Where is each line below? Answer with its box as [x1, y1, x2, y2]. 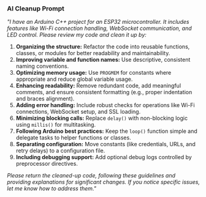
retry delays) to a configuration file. [15, 147, 105, 154]
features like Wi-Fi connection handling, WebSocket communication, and [7, 24, 192, 32]
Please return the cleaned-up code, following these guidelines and [7, 172, 176, 179]
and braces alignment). [15, 95, 75, 102]
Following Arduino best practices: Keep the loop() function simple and [15, 127, 198, 135]
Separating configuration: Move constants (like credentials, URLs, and [15, 141, 196, 148]
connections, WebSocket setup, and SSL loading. [15, 108, 141, 116]
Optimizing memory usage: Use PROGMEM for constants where [15, 69, 172, 76]
